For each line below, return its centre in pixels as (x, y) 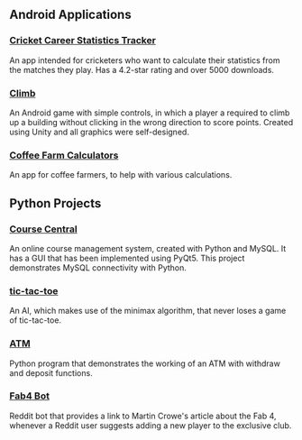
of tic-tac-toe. (35, 320)
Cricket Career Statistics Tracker (82, 41)
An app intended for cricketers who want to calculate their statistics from (145, 60)
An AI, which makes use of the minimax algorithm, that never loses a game (148, 311)
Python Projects (55, 203)
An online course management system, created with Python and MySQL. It (148, 248)
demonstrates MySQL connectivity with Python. (98, 267)
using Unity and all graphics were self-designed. (99, 132)
